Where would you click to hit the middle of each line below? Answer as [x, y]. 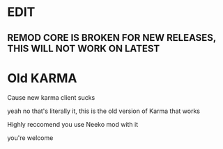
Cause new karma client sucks [51, 97]
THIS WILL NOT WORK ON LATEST [84, 48]
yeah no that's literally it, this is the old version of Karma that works [104, 111]
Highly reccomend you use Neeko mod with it [73, 124]
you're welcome [30, 138]
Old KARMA [42, 78]
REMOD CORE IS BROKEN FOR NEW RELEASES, [111, 38]
